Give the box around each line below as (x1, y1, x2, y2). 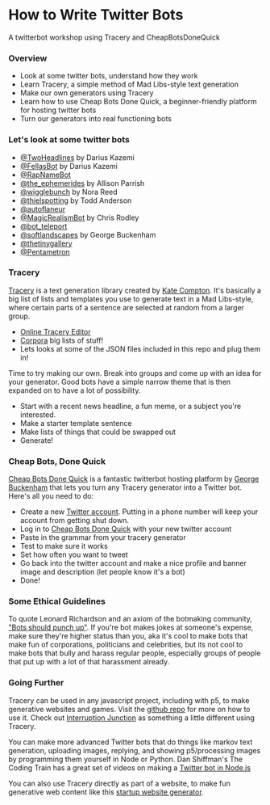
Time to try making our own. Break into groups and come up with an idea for (8, 368, 262, 377)
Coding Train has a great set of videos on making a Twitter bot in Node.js (8, 762, 251, 773)
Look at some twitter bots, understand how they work (19, 71, 198, 81)
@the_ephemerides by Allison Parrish (19, 178, 145, 188)
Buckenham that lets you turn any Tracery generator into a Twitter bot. (8, 483, 243, 492)
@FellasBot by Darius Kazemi (19, 161, 118, 171)
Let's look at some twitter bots (8, 134, 131, 145)
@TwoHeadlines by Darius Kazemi (19, 152, 135, 162)
